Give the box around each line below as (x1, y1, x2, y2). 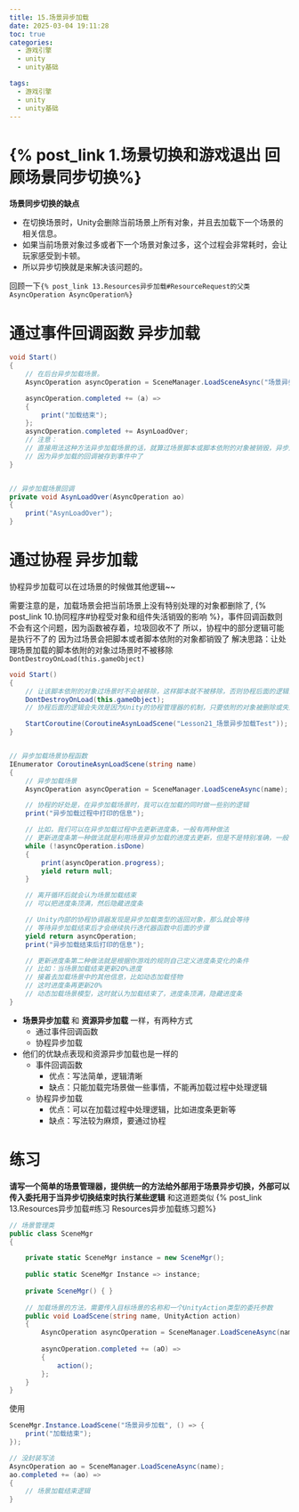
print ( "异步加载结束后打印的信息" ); (25, 940, 145, 949)
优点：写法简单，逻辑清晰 (48, 1070, 143, 1081)
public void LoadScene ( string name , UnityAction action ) (25, 1312, 241, 1320)
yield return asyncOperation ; (25, 932, 138, 941)
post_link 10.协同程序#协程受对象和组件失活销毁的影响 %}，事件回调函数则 (9, 611, 283, 622)
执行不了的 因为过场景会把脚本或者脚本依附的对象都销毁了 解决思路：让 (16, 633, 279, 644)
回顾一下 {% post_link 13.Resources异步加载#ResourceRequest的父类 (9, 281, 251, 291)
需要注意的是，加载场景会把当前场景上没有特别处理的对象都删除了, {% (9, 600, 267, 610)
